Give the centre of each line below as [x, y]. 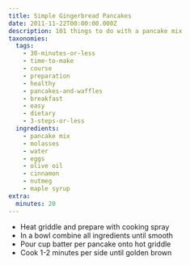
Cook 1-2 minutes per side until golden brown [96, 252]
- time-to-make [49, 61]
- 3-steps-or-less [54, 121]
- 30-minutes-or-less [59, 53]
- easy [34, 106]
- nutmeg [38, 181]
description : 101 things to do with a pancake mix [95, 31]
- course [38, 69]
